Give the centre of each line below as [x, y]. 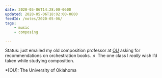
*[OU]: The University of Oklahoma [41, 70]
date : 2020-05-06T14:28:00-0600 [38, 10]
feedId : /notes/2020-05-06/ [34, 19]
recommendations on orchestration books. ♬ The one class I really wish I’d [81, 56]
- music [22, 28]
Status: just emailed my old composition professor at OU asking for [73, 50]
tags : [11, 23]
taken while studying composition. [40, 61]
